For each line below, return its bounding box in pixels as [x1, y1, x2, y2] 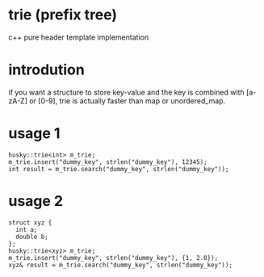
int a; [15, 225, 38, 233]
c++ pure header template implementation [8, 32, 149, 42]
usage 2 [8, 192, 64, 210]
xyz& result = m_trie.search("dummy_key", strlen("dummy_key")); [8, 261, 233, 269]
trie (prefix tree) [8, 6, 118, 24]
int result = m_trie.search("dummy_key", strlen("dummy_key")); [8, 165, 229, 173]
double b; [15, 233, 48, 241]
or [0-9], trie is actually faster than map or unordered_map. [29, 95, 226, 106]
